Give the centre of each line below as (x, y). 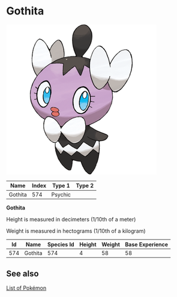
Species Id (61, 244)
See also (22, 273)
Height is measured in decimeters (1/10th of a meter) (71, 220)
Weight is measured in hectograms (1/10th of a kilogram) (76, 231)
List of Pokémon (26, 288)
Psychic (61, 194)
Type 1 (61, 186)
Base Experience (147, 244)
